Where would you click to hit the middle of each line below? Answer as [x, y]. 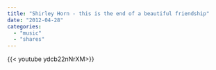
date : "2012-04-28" [35, 20]
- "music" [27, 33]
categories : [24, 26]
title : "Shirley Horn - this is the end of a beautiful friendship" [108, 14]
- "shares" [29, 40]
